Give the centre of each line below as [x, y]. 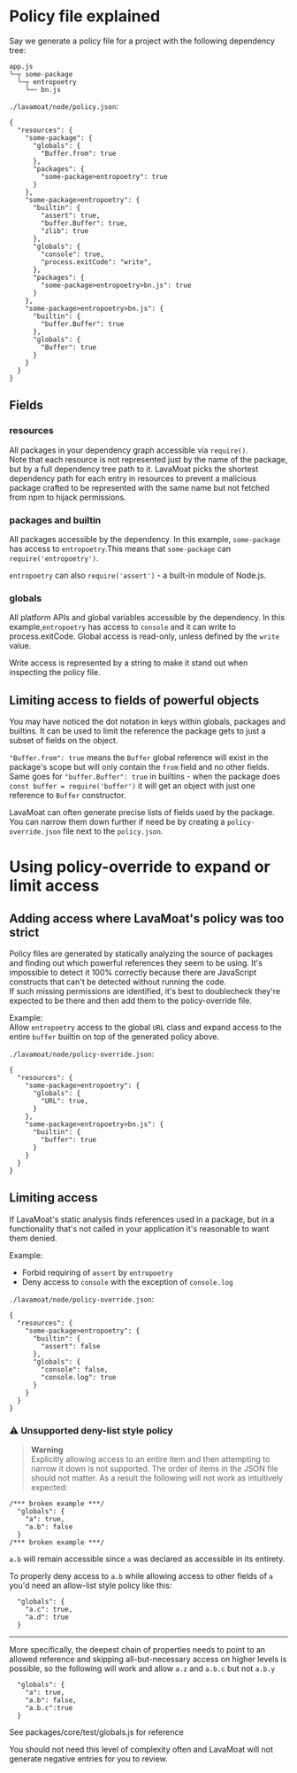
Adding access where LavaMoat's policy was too [147, 918]
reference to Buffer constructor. [68, 796]
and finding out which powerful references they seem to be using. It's [136, 963]
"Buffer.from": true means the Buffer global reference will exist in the [139, 758]
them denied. [33, 1238]
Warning [47, 1450]
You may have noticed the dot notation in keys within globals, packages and [147, 722]
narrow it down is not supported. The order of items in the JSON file [154, 1469]
